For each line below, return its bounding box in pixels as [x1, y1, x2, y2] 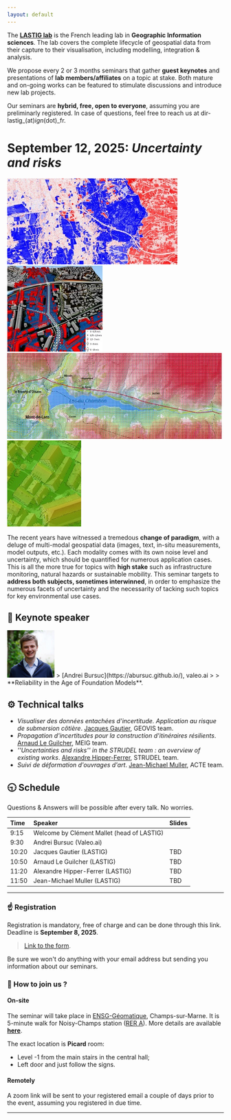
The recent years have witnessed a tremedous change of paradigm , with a [7, 533, 220, 541]
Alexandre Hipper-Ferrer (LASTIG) [33, 867, 132, 875]
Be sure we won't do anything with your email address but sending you [7, 955, 208, 963]
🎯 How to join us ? [7, 979, 67, 988]
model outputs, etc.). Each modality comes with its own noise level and [7, 548, 208, 556]
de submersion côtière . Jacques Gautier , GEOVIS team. [16, 724, 174, 733]
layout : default [7, 11, 54, 18]
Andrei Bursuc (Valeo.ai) [33, 838, 102, 847]
